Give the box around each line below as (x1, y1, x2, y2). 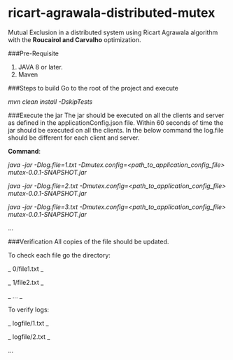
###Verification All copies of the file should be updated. (8, 237, 169, 246)
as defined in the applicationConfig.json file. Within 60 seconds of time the (8, 118, 224, 127)
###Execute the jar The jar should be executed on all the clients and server (8, 111, 225, 119)
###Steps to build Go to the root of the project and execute (8, 84, 179, 92)
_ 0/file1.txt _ (8, 265, 44, 273)
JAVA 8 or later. (17, 62, 64, 71)
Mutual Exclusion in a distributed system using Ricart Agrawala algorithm (8, 28, 218, 36)
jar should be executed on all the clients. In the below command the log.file (8, 126, 224, 134)
